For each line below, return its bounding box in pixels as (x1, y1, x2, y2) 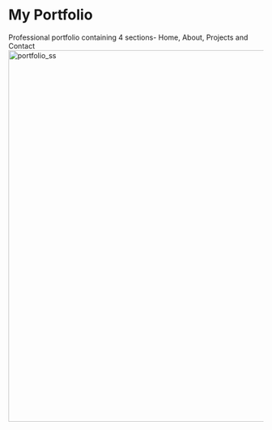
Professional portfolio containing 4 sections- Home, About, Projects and (8, 32, 249, 42)
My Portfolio (8, 6, 93, 24)
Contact (8, 40, 35, 50)
